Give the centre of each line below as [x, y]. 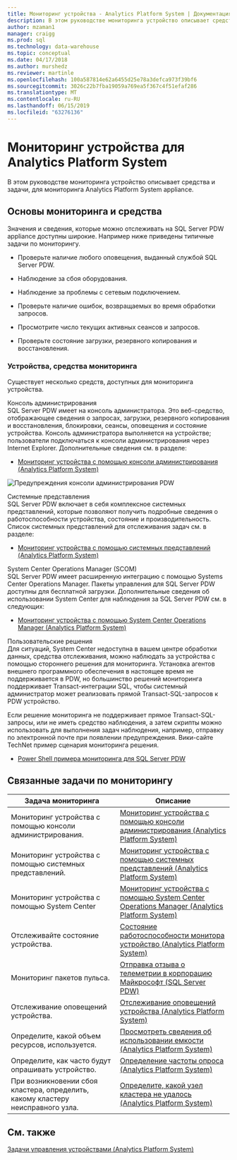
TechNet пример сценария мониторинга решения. [83, 745]
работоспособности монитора [172, 935]
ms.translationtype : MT [42, 92]
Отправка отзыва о [152, 964]
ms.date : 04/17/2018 [38, 60]
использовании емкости [162, 1040]
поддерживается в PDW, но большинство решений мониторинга [105, 678]
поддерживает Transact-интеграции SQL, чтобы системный [97, 686]
